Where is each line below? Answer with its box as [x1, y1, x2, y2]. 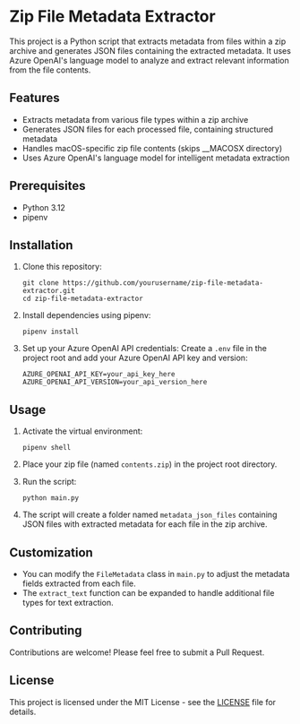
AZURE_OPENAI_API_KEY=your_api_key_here [21, 370, 176, 379]
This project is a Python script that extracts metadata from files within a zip [9, 36, 287, 47]
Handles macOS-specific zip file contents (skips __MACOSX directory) [21, 142, 283, 153]
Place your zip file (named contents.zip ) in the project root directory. [21, 459, 278, 470]
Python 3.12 [21, 202, 65, 212]
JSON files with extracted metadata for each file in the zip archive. [21, 519, 268, 530]
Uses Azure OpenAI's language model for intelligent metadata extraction [21, 152, 290, 163]
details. [9, 706, 37, 717]
